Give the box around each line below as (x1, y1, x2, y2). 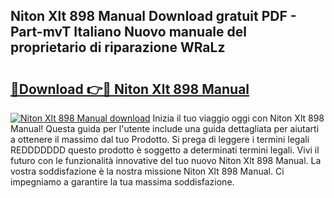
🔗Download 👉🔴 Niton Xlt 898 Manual (10, 80, 250, 98)
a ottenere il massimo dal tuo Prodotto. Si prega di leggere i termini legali (10, 134, 310, 145)
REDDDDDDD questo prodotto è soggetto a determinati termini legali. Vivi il (10, 144, 320, 156)
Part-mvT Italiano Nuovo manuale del (10, 24, 247, 41)
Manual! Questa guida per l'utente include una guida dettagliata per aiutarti (10, 123, 320, 134)
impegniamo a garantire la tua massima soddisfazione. (10, 176, 235, 188)
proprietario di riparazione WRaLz (10, 39, 226, 56)
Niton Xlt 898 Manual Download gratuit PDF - (10, 8, 297, 25)
